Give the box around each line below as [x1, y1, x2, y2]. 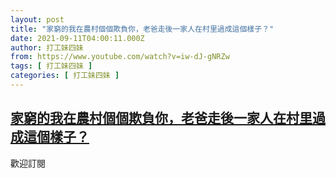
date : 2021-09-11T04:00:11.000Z [10, 33, 145, 43]
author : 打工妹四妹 [10, 42, 84, 53]
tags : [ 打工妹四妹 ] [10, 61, 93, 71]
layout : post [10, 14, 65, 25]
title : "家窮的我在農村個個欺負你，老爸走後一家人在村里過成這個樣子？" [10, 24, 275, 34]
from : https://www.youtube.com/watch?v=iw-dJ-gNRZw [10, 52, 230, 62]
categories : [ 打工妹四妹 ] [10, 71, 120, 81]
